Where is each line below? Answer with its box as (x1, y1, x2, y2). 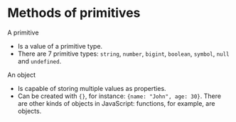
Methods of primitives (7, 5, 141, 21)
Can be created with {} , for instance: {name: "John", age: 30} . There (17, 92, 222, 100)
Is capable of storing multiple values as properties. (17, 84, 166, 92)
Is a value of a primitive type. (17, 42, 103, 50)
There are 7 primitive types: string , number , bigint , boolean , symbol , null (17, 49, 230, 58)
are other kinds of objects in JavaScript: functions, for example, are (17, 99, 215, 107)
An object (7, 71, 36, 79)
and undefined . (17, 56, 62, 65)
